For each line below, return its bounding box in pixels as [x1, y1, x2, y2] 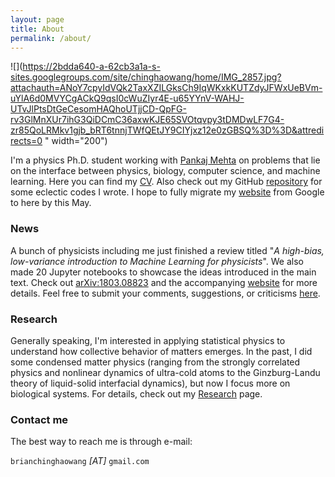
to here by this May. [10, 197, 92, 209]
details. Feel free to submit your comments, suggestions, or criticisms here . [10, 287, 321, 299]
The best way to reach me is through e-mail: [10, 436, 193, 448]
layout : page [10, 14, 65, 25]
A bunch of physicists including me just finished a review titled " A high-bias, [10, 244, 325, 256]
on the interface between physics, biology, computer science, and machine [10, 165, 321, 177]
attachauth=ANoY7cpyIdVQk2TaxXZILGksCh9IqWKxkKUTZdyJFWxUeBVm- [10, 82, 323, 94]
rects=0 [10, 135, 43, 147]
